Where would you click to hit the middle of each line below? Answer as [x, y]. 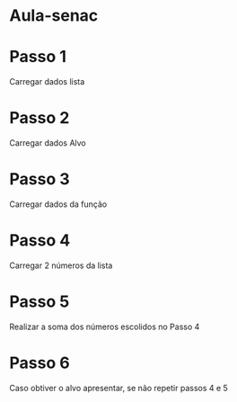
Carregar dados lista [47, 82]
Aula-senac [54, 16]
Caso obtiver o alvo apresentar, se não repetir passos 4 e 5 [119, 388]
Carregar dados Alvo [48, 143]
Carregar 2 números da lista [61, 265]
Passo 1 [38, 57]
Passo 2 [39, 118]
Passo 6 [39, 363]
